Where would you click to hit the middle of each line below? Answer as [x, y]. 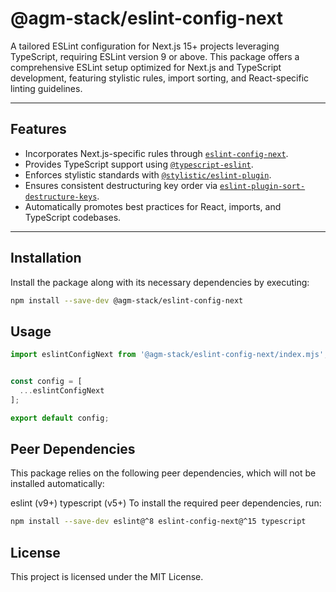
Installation [46, 258]
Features [38, 129]
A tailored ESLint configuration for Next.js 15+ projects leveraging [145, 46]
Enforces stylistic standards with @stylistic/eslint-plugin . [148, 174]
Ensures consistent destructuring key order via [121, 185]
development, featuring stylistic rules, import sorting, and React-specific [160, 78]
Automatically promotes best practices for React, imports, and [153, 206]
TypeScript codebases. [73, 217]
